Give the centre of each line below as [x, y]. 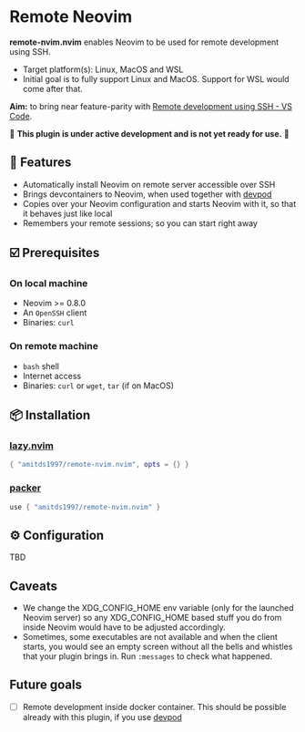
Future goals [46, 685]
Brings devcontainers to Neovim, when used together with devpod [147, 194]
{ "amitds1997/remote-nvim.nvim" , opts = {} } [99, 465]
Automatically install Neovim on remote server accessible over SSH [149, 184]
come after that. [53, 88]
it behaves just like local [67, 213]
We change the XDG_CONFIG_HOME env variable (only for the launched [158, 608]
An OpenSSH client [55, 313]
